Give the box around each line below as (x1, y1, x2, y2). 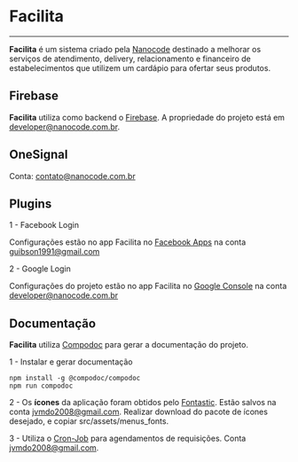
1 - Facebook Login (9, 220, 80, 231)
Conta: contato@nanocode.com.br (9, 170, 136, 181)
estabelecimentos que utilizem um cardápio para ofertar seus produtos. (9, 62, 271, 73)
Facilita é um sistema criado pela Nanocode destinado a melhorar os (9, 43, 262, 54)
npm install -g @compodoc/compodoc (9, 374, 141, 383)
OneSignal (9, 147, 68, 162)
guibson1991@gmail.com (9, 247, 100, 257)
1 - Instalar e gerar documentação (9, 356, 133, 367)
